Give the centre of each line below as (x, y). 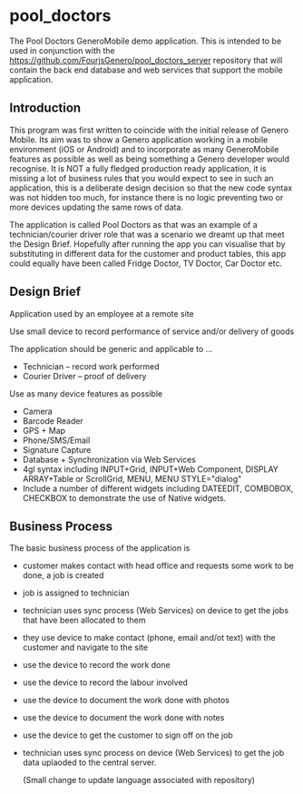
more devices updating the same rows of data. (97, 207)
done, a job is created (63, 575)
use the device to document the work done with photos (126, 701)
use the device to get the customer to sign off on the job (127, 735)
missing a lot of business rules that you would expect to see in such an (142, 178)
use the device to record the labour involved (105, 682)
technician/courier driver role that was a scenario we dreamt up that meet (147, 234)
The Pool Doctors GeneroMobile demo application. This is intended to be (146, 41)
